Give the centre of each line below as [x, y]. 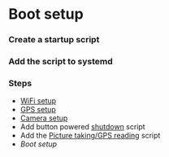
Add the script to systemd [61, 62]
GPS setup [38, 110]
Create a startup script [54, 40]
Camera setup [44, 118]
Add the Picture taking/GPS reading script [90, 136]
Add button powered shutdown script [82, 127]
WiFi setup [38, 101]
